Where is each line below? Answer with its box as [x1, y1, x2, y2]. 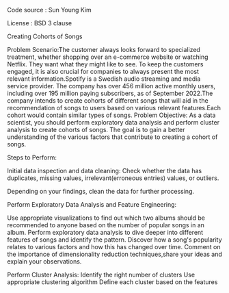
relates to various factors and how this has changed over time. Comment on [7, 243, 221, 251]
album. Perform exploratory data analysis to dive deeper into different [7, 229, 204, 236]
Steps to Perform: [7, 153, 57, 162]
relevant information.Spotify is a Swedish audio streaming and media [7, 75, 201, 83]
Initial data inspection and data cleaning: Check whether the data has [7, 167, 202, 175]
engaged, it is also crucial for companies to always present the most [7, 68, 200, 75]
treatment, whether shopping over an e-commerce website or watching [7, 53, 208, 61]
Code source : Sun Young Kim [7, 6, 92, 14]
